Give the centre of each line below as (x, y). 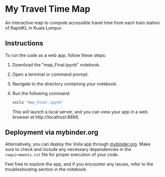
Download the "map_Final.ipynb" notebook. (56, 64)
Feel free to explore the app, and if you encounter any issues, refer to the (79, 164)
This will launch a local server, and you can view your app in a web (80, 112)
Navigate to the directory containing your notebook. (65, 84)
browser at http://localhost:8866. (46, 117)
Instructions (24, 44)
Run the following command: (41, 93)
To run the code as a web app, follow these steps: (56, 55)
